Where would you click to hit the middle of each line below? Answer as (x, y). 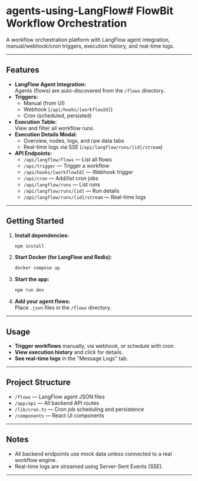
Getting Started (35, 221)
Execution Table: (36, 121)
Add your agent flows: (42, 301)
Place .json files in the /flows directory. (63, 308)
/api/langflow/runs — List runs (62, 185)
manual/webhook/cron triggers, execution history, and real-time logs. (90, 46)
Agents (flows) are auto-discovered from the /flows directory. (90, 90)
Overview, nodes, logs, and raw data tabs (74, 140)
